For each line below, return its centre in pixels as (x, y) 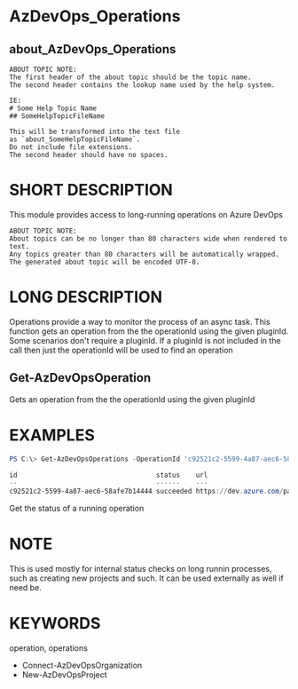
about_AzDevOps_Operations (93, 49)
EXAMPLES (52, 435)
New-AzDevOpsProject (65, 675)
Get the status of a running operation (77, 509)
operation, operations (49, 648)
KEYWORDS (55, 624)
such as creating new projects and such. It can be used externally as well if (146, 578)
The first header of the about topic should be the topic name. (130, 77)
